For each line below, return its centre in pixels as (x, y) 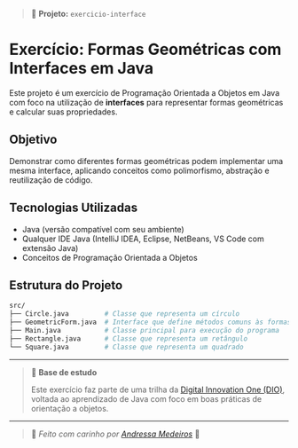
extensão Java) (50, 248)
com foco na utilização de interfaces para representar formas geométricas (146, 102)
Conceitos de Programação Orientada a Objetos (110, 257)
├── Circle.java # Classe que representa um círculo (125, 314)
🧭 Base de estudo (64, 372)
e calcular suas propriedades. (63, 112)
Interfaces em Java (81, 69)
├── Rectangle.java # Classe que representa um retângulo (129, 338)
